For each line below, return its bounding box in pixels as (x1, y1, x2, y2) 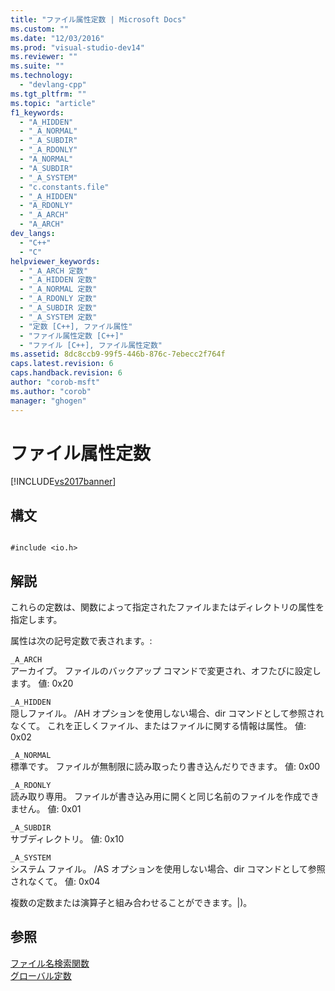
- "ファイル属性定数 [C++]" (19, 331, 125, 341)
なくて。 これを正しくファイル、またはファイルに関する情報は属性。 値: (10, 720, 307, 732)
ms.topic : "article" (10, 98, 97, 108)
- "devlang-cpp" (19, 80, 87, 90)
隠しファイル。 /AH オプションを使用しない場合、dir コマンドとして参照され (10, 707, 325, 720)
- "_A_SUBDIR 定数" (19, 303, 98, 313)
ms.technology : (10, 71, 74, 81)
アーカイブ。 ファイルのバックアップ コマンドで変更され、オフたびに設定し (10, 665, 322, 677)
